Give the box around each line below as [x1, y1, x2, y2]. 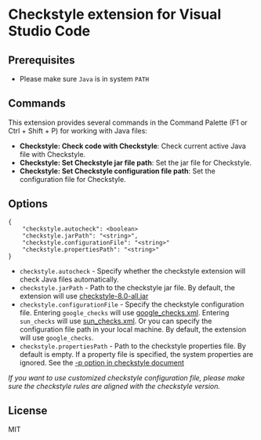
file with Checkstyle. [19, 149, 86, 158]
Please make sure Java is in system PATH [19, 75, 150, 83]
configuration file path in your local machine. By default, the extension [19, 324, 247, 334]
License [8, 404, 48, 417]
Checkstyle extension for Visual [8, 5, 222, 24]
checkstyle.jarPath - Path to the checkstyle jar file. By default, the [19, 282, 235, 292]
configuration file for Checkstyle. [19, 174, 127, 184]
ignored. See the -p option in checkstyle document [19, 358, 184, 367]
